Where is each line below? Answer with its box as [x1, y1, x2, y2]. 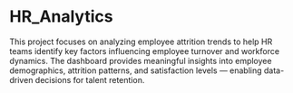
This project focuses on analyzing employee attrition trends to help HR [9, 36, 273, 47]
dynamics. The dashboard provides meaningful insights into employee [9, 55, 272, 66]
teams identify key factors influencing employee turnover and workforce [9, 45, 279, 56]
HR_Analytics [9, 6, 113, 27]
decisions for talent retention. [34, 74, 145, 85]
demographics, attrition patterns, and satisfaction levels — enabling [9, 65, 262, 76]
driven [9, 74, 34, 85]
